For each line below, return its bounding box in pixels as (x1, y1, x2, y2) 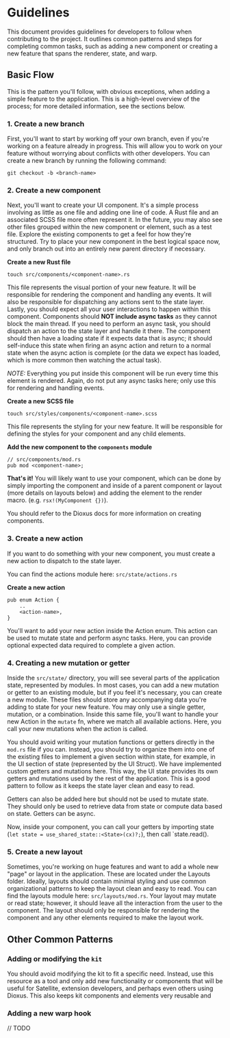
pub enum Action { (7, 596, 60, 604)
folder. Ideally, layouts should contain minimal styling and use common (7, 877, 207, 885)
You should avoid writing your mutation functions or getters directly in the (7, 738, 215, 746)
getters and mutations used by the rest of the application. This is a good (7, 774, 211, 782)
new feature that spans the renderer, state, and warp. (7, 49, 157, 58)
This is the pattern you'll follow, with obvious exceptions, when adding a (7, 87, 210, 95)
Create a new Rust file (7, 258, 71, 267)
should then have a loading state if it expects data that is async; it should (7, 334, 212, 343)
